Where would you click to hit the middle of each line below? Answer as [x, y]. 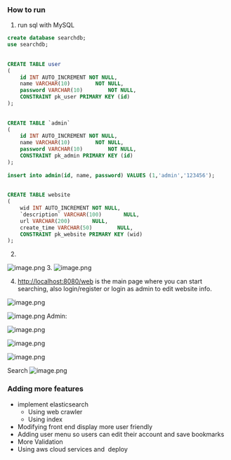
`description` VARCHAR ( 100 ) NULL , [80, 215]
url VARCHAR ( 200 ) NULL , [64, 221]
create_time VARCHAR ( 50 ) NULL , [77, 228]
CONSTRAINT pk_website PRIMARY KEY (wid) [81, 234]
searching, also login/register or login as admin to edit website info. [114, 289]
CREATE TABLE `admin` [39, 123]
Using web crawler [55, 411]
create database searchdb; [47, 38]
